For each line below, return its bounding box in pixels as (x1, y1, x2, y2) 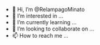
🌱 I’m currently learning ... (12, 19, 77, 26)
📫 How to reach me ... (12, 32, 68, 39)
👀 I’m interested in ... (12, 12, 64, 19)
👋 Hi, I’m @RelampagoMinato (12, 6, 85, 13)
